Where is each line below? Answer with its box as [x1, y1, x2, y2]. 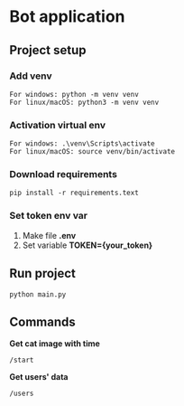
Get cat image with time [9, 338, 101, 349]
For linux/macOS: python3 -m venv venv [9, 98, 160, 107]
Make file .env [22, 230, 77, 241]
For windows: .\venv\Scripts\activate [9, 139, 155, 148]
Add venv [9, 70, 52, 82]
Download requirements [9, 168, 117, 181]
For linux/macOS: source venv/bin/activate [9, 147, 176, 156]
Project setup [9, 42, 87, 58]
